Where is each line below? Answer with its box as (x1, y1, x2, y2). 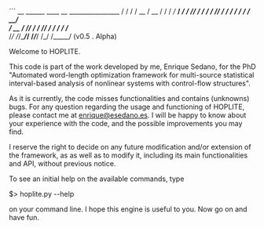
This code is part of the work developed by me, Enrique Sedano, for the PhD (9, 62, 256, 71)
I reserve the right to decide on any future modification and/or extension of (9, 143, 251, 151)
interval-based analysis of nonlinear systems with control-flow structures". (9, 78, 251, 88)
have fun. (9, 213, 40, 222)
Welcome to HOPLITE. (9, 47, 81, 56)
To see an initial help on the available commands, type (9, 174, 185, 183)
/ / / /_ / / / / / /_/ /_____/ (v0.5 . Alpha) (9, 31, 117, 41)
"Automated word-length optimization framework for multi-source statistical (9, 71, 255, 79)
